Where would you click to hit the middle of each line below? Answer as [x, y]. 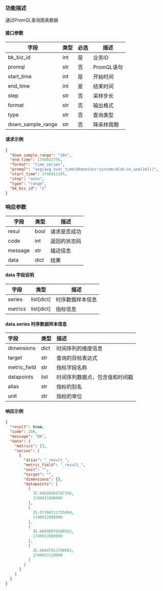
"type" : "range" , [28, 183]
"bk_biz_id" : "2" [28, 188]
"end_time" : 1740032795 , [36, 160]
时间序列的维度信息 [79, 348]
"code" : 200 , [24, 432]
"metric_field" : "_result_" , [55, 465]
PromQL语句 [108, 67]
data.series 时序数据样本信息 [36, 324]
